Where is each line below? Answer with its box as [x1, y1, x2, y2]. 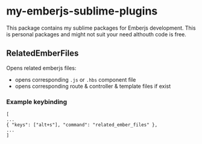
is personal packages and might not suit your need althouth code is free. [6, 30, 187, 38]
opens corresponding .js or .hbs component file [14, 76, 136, 83]
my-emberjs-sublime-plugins [6, 4, 158, 18]
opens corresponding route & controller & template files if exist [14, 82, 171, 90]
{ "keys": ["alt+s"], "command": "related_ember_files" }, [6, 122, 158, 128]
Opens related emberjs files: [6, 64, 77, 71]
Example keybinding [6, 97, 68, 106]
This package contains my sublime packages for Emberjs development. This [6, 24, 196, 31]
